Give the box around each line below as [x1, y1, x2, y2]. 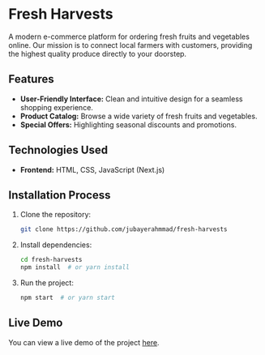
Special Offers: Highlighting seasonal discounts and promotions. [19, 119, 237, 130]
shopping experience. [19, 102, 93, 112]
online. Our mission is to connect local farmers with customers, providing [8, 40, 253, 49]
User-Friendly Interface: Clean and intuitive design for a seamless [19, 94, 243, 104]
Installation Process [8, 188, 111, 202]
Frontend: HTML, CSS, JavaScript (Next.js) [19, 165, 165, 174]
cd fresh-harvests [19, 256, 83, 264]
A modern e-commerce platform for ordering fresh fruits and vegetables [8, 32, 250, 41]
